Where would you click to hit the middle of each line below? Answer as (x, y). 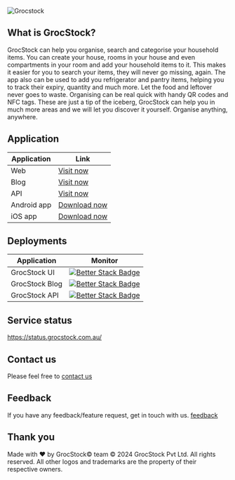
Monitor (105, 261)
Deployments (37, 241)
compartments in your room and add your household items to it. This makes (117, 65)
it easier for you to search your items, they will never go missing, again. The (116, 72)
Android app (31, 205)
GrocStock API (35, 295)
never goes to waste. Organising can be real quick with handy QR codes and (118, 94)
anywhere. (22, 116)
